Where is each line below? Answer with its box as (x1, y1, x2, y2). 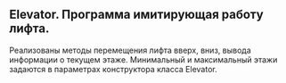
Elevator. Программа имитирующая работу (9, 7, 265, 22)
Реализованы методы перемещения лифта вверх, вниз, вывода (9, 45, 251, 55)
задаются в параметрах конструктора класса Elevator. (9, 63, 217, 74)
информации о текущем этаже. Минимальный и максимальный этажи (9, 54, 278, 65)
